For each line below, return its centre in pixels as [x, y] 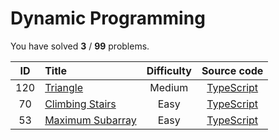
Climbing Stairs [80, 104]
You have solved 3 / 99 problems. [80, 46]
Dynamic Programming [108, 18]
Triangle [64, 87]
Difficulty [169, 70]
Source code [232, 70]
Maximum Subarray [90, 120]
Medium [169, 87]
